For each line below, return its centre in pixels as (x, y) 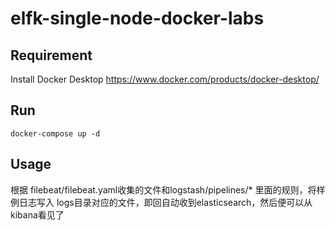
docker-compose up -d (55, 133)
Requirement (51, 55)
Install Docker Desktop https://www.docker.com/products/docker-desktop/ (165, 79)
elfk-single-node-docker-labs (137, 18)
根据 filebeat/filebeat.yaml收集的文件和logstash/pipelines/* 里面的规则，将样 (168, 189)
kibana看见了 (37, 214)
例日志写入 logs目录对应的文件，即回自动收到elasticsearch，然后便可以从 (161, 202)
